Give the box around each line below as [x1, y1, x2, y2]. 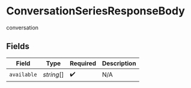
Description [102, 59, 136, 67]
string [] [43, 71, 64, 79]
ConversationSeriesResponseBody [6, 4, 185, 18]
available [9, 71, 37, 78]
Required [70, 59, 97, 67]
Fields [6, 41, 30, 51]
